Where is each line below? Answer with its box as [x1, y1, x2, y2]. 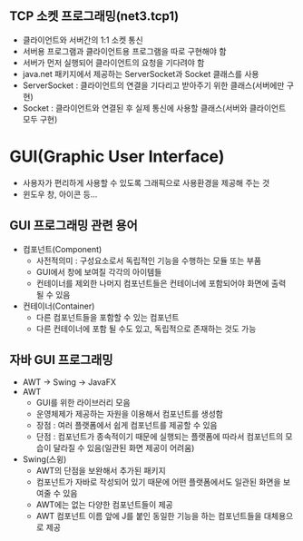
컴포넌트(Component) [22, 243, 103, 254]
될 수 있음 [35, 289, 71, 300]
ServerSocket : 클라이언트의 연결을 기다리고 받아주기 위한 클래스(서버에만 [22, 80, 285, 91]
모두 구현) [22, 113, 58, 124]
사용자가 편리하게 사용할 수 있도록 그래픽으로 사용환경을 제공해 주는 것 [22, 177, 270, 188]
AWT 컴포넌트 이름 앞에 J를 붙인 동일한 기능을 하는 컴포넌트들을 [35, 511, 262, 522]
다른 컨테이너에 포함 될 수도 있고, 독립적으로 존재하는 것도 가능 [35, 323, 257, 334]
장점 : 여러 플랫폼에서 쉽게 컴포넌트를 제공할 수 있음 [35, 420, 218, 431]
